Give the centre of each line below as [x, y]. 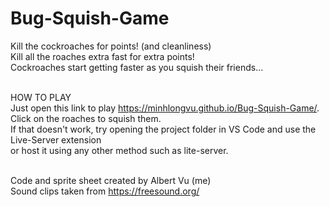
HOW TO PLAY [41, 97]
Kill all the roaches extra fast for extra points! [102, 56]
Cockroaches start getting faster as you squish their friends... [137, 67]
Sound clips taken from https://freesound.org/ [105, 191]
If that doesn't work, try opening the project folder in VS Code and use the [163, 129]
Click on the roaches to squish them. [86, 118]
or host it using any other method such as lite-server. [119, 150]
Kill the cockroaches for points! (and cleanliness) [111, 46]
